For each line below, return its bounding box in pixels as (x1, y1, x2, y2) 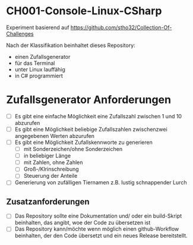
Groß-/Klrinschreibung (23, 165, 79, 173)
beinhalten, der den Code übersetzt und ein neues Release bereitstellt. (14, 232, 188, 239)
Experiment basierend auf (6, 24, 69, 31)
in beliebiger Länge (23, 152, 71, 159)
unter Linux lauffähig (14, 65, 65, 73)
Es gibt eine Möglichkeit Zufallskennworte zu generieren (14, 139, 153, 146)
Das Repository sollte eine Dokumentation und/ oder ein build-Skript (14, 212, 182, 219)
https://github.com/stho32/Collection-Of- (70, 24, 172, 31)
